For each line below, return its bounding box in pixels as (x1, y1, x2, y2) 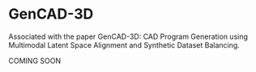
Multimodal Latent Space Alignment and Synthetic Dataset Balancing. (8, 40, 241, 49)
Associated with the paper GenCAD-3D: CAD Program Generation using (8, 32, 249, 41)
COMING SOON (8, 56, 62, 66)
